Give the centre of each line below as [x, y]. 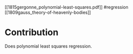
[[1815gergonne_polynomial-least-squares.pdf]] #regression [66, 7]
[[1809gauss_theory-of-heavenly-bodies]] [48, 12]
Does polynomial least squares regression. [48, 46]
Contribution [32, 32]
